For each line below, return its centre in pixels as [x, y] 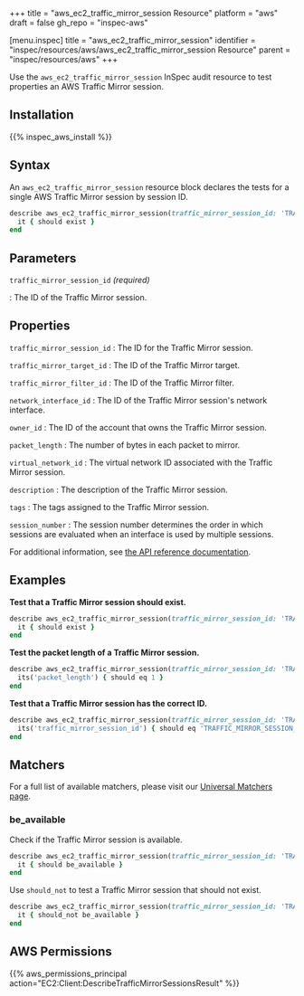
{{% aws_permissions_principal [68, 973]
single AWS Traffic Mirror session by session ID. [99, 196]
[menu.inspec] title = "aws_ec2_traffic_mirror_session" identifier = [133, 40]
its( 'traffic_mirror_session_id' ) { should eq [107, 728]
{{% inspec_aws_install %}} [61, 137]
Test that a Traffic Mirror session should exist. [98, 602]
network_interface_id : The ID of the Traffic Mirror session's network [138, 400]
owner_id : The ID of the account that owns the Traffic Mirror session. [138, 427]
